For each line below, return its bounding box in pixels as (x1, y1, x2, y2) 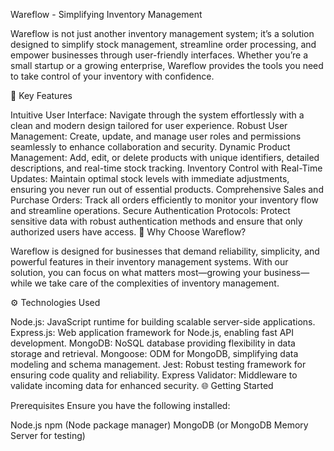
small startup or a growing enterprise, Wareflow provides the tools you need (10, 60, 324, 71)
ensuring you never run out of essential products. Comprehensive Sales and (10, 184, 324, 195)
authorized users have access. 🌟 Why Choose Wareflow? (10, 226, 247, 238)
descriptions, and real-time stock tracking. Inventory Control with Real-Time (10, 162, 323, 174)
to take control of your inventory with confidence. (10, 70, 215, 82)
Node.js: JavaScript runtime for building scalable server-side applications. (10, 316, 316, 328)
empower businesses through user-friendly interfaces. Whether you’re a (10, 49, 309, 61)
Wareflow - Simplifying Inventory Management (10, 9, 203, 20)
